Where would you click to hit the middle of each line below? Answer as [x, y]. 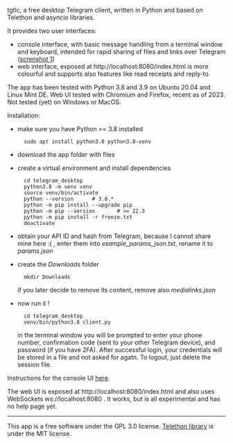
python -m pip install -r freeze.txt [78, 217]
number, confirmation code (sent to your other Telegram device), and [116, 342]
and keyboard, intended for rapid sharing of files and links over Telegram [121, 52]
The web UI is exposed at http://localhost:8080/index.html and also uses [111, 391]
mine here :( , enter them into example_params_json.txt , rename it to [115, 243]
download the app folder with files [66, 154]
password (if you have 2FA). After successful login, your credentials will [120, 350]
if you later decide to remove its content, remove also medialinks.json [116, 290]
